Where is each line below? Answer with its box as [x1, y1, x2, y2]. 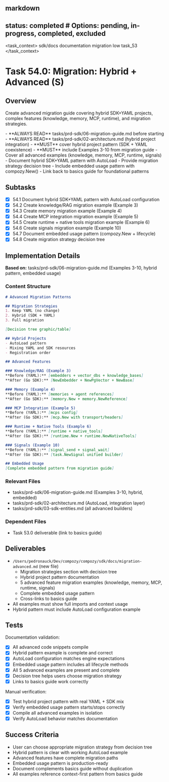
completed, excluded [37, 29, 106, 37]
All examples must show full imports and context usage [12, 601, 128, 607]
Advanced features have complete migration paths [12, 755, 118, 761]
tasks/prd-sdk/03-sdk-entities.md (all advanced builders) [12, 505, 133, 512]
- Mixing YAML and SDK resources [5, 345, 76, 350]
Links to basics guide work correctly [12, 678, 89, 684]
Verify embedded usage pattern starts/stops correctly [12, 704, 125, 710]
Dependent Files [5, 518, 47, 525]
